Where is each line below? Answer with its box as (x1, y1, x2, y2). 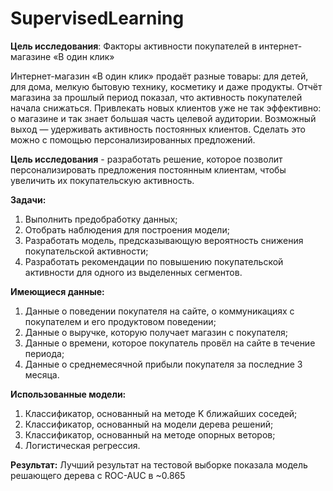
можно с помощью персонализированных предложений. (10, 133, 256, 146)
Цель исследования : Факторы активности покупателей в (10, 40, 257, 52)
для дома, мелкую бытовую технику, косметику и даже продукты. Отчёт (10, 80, 323, 92)
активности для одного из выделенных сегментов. (24, 266, 243, 278)
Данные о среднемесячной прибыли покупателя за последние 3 (24, 358, 303, 370)
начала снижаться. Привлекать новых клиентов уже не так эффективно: (10, 102, 322, 114)
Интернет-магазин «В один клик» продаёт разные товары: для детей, (10, 70, 309, 82)
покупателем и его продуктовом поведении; (24, 315, 217, 327)
